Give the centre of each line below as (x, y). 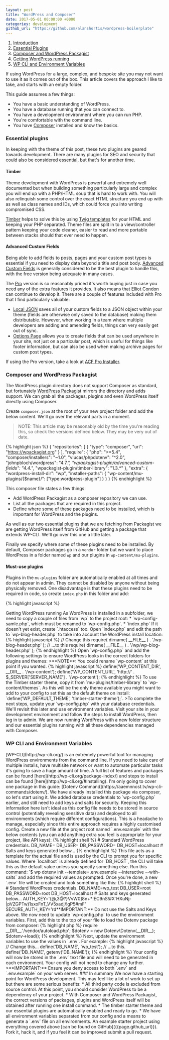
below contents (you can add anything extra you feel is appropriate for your (84, 835)
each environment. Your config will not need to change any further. (75, 963)
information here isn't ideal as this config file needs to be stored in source (82, 808)
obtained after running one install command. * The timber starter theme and (84, 1005)
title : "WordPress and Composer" (41, 15)
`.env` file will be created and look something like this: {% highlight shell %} (83, 882)
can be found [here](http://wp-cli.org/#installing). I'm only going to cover (81, 781)
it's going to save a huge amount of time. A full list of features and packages (84, 770)
